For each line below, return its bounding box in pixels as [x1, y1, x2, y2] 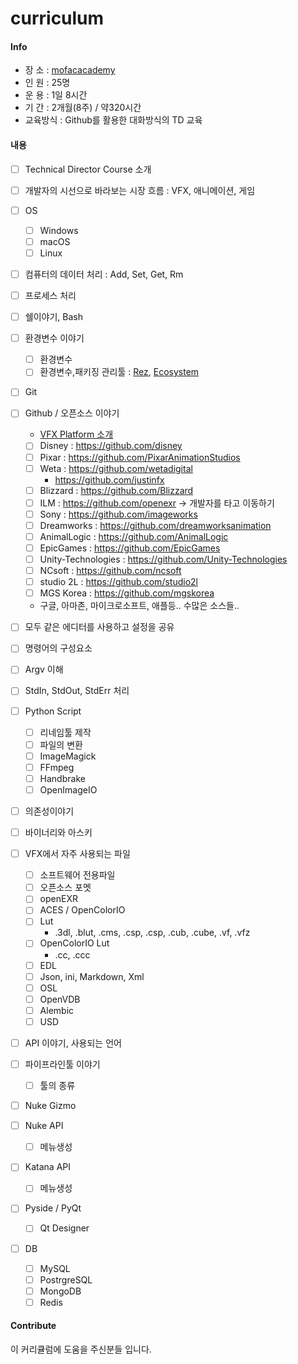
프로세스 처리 [24, 290, 77, 302]
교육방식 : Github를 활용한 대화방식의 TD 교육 [24, 114, 203, 126]
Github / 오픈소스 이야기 [24, 407, 120, 419]
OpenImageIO [39, 783, 98, 796]
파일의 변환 [39, 738, 83, 751]
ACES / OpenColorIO [39, 904, 126, 916]
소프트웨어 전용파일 [39, 869, 116, 881]
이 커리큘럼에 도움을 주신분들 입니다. [10, 1343, 152, 1356]
